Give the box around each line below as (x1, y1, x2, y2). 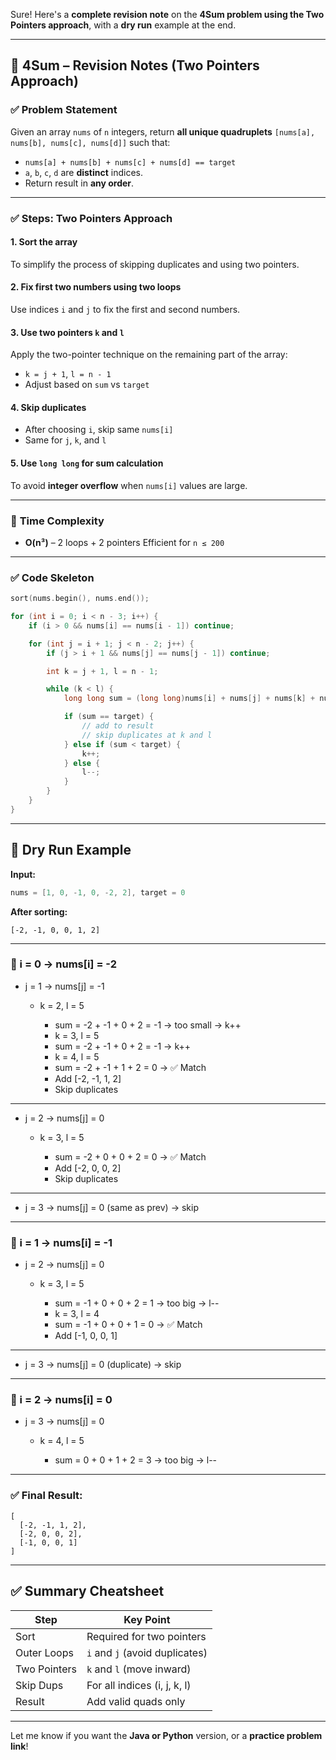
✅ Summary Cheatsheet (10, 1583, 165, 1600)
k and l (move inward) (86, 1662, 192, 1676)
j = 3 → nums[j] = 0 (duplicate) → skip (24, 1359, 182, 1371)
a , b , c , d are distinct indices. (24, 166, 143, 178)
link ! (10, 1740, 29, 1752)
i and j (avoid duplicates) (86, 1645, 208, 1659)
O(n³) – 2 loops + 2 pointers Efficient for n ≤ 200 (24, 536, 225, 548)
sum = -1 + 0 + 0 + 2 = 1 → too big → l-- (54, 1297, 220, 1309)
